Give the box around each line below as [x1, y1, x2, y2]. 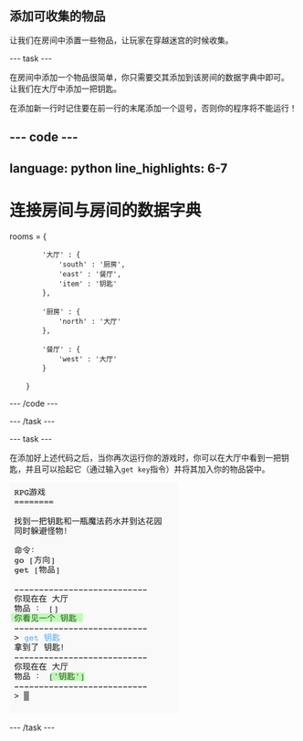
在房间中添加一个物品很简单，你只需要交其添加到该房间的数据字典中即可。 [9, 71, 289, 82]
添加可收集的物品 [9, 8, 106, 25]
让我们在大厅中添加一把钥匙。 [9, 83, 121, 94]
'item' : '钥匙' [57, 279, 118, 288]
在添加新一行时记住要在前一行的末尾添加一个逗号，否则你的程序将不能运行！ [9, 102, 298, 113]
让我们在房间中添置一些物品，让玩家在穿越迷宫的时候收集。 [9, 35, 234, 46]
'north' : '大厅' [57, 317, 121, 326]
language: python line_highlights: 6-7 [9, 161, 228, 176]
